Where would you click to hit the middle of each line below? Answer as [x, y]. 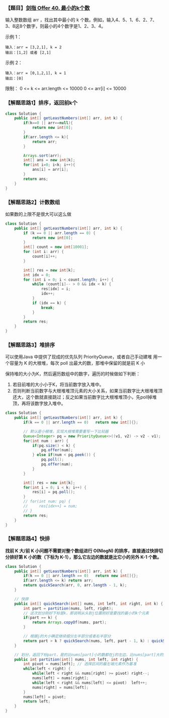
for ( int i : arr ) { [44, 252]
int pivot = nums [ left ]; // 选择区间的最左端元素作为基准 [80, 664]
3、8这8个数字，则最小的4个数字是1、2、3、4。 [55, 26]
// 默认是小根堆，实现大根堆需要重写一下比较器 [66, 431]
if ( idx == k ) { [49, 303]
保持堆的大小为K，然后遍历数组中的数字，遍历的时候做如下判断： [73, 374]
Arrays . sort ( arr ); [43, 155]
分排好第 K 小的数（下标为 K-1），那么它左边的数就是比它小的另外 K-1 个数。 [83, 557]
